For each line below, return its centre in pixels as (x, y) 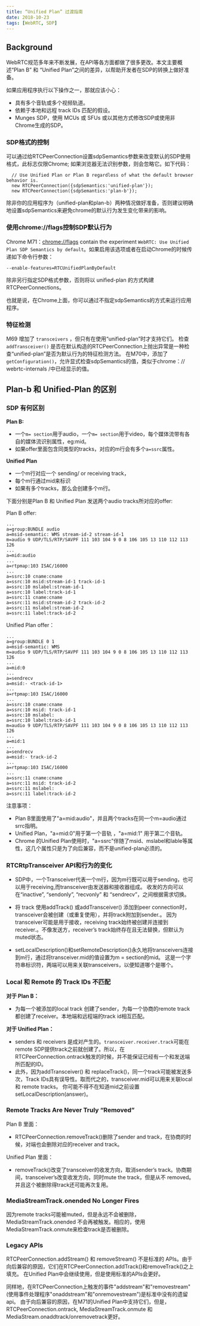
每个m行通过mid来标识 (43, 481)
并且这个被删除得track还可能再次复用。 (63, 1185)
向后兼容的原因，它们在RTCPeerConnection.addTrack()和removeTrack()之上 (100, 1267)
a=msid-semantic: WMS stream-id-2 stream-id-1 (65, 534)
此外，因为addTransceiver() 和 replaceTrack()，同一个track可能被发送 (101, 1072)
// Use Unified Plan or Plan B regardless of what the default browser (103, 175)
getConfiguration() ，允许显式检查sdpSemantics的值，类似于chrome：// (96, 361)
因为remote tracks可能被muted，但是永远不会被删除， (73, 1214)
